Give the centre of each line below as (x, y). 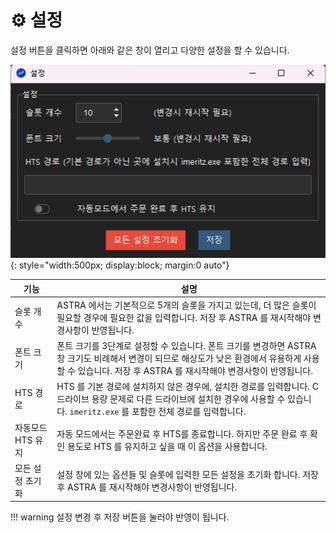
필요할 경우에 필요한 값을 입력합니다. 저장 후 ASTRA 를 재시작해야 (184, 317)
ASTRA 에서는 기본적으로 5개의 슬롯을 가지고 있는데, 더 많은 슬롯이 (186, 305)
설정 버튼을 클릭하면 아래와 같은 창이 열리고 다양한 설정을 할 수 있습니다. (150, 50)
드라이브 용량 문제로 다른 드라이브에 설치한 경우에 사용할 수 (171, 399)
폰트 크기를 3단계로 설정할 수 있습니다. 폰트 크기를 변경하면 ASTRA (186, 346)
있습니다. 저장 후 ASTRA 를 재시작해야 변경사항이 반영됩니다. (195, 371)
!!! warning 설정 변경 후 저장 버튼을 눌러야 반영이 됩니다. (120, 517)
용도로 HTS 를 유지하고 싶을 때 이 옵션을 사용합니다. (167, 446)
